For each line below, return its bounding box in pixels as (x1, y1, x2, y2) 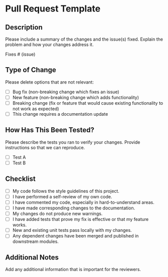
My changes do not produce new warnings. (12, 211, 103, 217)
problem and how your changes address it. (5, 42, 94, 48)
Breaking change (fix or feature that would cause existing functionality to (12, 100, 163, 106)
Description (5, 23, 43, 32)
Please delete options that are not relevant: (5, 79, 94, 85)
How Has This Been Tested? (5, 126, 94, 134)
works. (12, 222, 27, 228)
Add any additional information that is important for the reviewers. (5, 266, 141, 272)
